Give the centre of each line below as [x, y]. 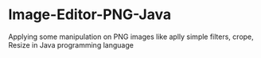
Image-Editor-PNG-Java [90, 15]
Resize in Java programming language [71, 44]
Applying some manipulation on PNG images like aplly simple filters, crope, [131, 37]
